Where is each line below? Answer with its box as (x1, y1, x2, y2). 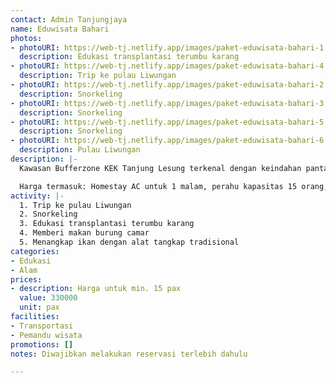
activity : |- (10, 191, 65, 201)
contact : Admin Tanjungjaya (10, 14, 128, 25)
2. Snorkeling (19, 209, 78, 220)
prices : (10, 274, 43, 285)
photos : (10, 33, 43, 43)
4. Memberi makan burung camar (19, 228, 150, 238)
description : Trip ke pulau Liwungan (19, 71, 177, 81)
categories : (10, 246, 60, 256)
